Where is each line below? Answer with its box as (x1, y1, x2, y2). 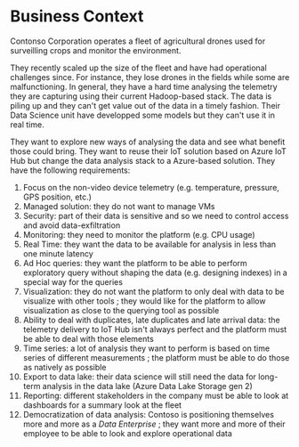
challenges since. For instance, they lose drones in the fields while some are (10, 71, 290, 82)
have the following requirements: (10, 165, 131, 175)
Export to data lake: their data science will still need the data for (22, 371, 257, 382)
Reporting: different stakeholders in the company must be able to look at (22, 390, 289, 401)
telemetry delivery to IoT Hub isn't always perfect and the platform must (22, 323, 287, 335)
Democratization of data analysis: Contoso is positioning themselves (22, 409, 275, 419)
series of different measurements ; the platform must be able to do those (22, 352, 290, 362)
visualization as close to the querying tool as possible (22, 305, 220, 315)
